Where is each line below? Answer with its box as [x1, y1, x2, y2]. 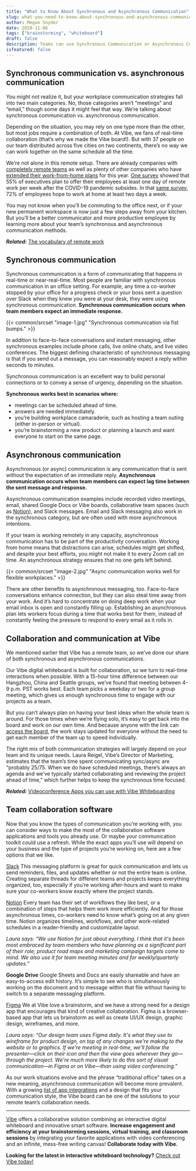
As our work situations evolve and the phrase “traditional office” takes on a [6, 1074, 186, 1081]
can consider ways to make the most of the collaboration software [6, 826, 165, 833]
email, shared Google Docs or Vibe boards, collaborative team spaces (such [6, 502, 189, 509]
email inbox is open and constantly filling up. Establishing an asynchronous [6, 604, 187, 611]
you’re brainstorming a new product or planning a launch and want [14, 427, 175, 434]
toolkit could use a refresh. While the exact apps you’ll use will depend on [6, 838, 183, 846]
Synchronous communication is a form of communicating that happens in [6, 271, 183, 278]
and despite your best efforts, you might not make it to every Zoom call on [6, 550, 184, 557]
